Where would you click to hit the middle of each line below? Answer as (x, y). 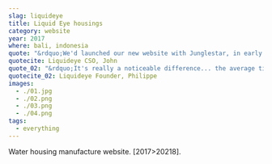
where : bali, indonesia (49, 46)
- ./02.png (34, 99)
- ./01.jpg (34, 91)
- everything (38, 128)
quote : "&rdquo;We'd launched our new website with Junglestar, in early (136, 53)
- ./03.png (34, 106)
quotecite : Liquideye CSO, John (63, 61)
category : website (39, 31)
